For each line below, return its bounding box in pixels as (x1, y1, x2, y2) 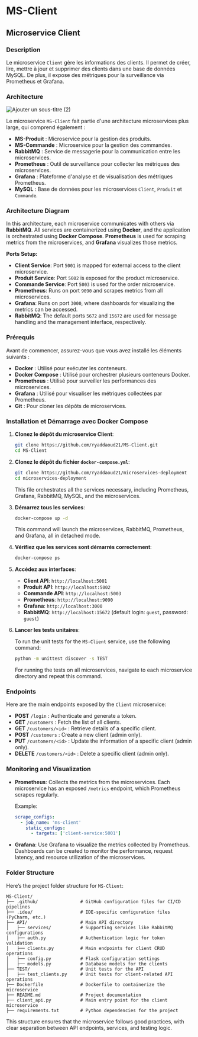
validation (6, 940, 33, 946)
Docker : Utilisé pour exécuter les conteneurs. (14, 364, 127, 371)
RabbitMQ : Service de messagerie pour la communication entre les (14, 148, 181, 155)
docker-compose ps (14, 555, 60, 561)
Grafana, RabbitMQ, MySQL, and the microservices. (14, 492, 141, 499)
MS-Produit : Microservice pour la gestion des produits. (14, 135, 152, 143)
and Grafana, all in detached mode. (14, 532, 100, 540)
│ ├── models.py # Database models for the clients (6, 961, 168, 967)
